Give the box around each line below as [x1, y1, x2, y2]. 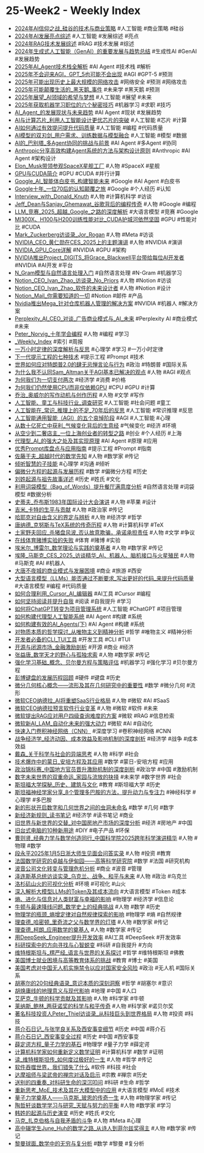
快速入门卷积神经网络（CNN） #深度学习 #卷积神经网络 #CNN [14, 727, 172, 734]
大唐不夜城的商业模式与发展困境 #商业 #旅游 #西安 [14, 566, 142, 574]
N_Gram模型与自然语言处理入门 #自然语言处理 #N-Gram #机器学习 [14, 269, 183, 276]
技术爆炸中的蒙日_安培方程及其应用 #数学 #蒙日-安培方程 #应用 [14, 758, 174, 765]
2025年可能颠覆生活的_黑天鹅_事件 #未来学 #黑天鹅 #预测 [14, 86, 160, 93]
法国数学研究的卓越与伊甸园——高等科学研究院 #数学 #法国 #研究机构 [14, 857, 191, 865]
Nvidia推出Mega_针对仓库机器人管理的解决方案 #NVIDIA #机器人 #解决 [14, 299, 193, 307]
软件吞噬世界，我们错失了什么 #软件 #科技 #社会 [14, 1063, 137, 1071]
